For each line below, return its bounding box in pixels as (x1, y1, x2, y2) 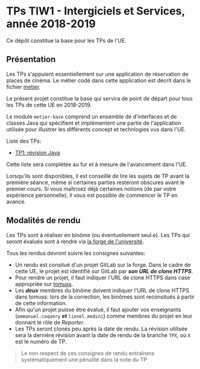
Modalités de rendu (6, 216, 81, 226)
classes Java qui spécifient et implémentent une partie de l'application (6, 119, 181, 126)
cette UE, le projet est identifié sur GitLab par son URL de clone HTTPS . (14, 267, 193, 274)
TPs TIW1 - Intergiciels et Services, (6, 4, 185, 18)
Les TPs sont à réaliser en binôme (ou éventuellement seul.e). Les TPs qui (6, 231, 190, 238)
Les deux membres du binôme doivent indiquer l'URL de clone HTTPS (14, 287, 190, 294)
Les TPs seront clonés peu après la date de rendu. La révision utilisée (14, 325, 188, 332)
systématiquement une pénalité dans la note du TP (20, 356, 148, 363)
